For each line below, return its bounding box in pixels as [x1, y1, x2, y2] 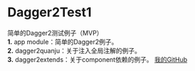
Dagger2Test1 [7, 4, 92, 21]
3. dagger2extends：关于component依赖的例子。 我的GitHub [7, 55, 188, 64]
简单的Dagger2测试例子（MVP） [7, 28, 103, 37]
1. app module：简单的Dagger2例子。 [7, 37, 118, 46]
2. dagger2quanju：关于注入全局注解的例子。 [7, 46, 141, 55]
